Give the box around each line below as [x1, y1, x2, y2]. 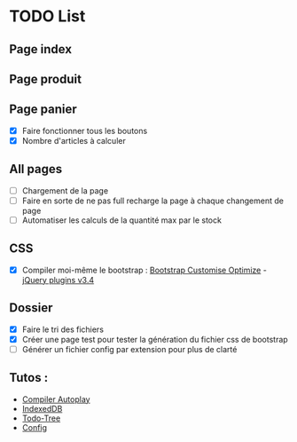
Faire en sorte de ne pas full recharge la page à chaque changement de [21, 195, 284, 206]
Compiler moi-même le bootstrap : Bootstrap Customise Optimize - [21, 264, 268, 275]
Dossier [9, 300, 53, 316]
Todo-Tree [21, 413, 61, 423]
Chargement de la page [21, 185, 109, 196]
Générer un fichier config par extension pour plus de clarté [21, 343, 238, 354]
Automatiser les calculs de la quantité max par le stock [21, 215, 222, 225]
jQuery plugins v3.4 [21, 274, 95, 285]
